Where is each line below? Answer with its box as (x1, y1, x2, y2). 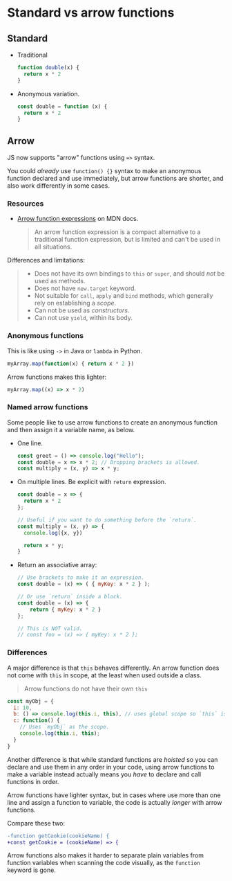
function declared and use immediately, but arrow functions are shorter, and (7, 175, 224, 183)
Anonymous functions (7, 331, 84, 341)
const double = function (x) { (17, 103, 108, 110)
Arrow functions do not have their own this (23, 684, 148, 693)
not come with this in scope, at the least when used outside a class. (7, 670, 202, 679)
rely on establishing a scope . (34, 299, 117, 308)
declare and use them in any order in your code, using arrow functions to (7, 763, 215, 771)
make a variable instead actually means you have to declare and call (7, 770, 202, 778)
